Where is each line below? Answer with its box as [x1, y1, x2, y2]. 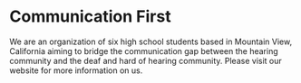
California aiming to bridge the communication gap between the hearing [9, 45, 278, 56]
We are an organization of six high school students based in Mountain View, [9, 36, 293, 47]
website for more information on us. [9, 65, 143, 76]
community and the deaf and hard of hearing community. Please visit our [9, 55, 283, 66]
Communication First [9, 6, 171, 27]
